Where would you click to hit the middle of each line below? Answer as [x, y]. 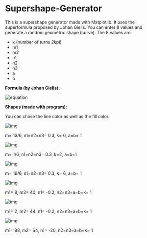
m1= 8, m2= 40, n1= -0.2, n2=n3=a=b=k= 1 [49, 192]
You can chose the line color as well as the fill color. [57, 116]
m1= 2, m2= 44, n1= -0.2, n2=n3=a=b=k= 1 [49, 211]
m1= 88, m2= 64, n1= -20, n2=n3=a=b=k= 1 [49, 230]
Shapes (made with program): [36, 107]
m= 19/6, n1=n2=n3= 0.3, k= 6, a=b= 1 [44, 173]
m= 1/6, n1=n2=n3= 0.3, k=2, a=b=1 [41, 154]
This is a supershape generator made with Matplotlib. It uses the [70, 22]
